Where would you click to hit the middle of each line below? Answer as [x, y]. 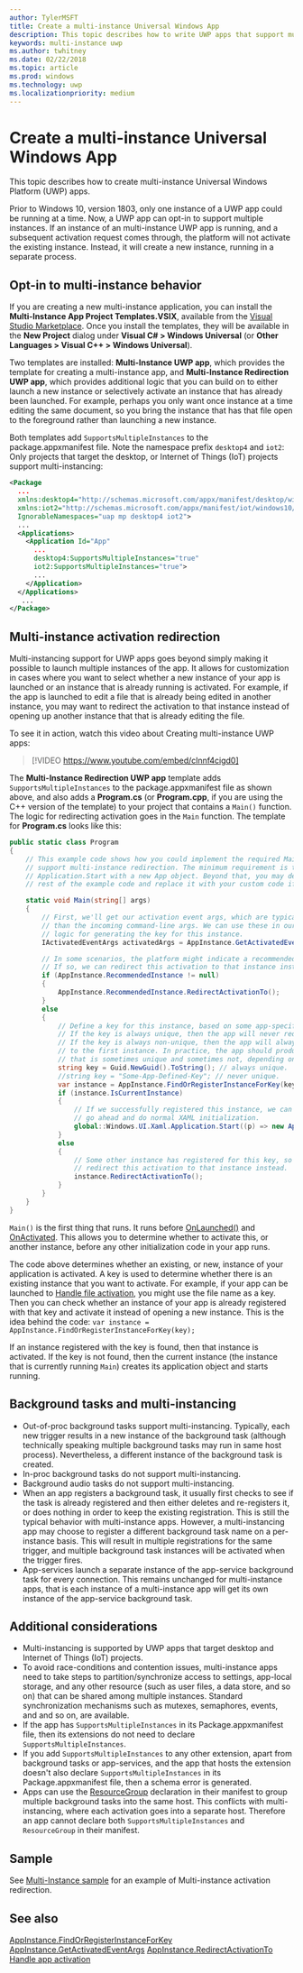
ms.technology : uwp [46, 85]
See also [34, 1918]
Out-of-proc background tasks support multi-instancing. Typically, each [156, 1426]
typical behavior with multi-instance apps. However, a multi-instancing [154, 1521]
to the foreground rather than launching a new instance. [113, 420]
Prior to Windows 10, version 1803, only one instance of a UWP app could [146, 209]
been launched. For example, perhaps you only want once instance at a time [151, 401]
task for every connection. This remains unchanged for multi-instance [152, 1579]
